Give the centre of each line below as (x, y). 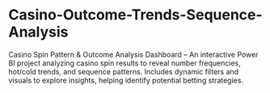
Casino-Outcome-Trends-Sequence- (135, 15)
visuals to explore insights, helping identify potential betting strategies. (126, 80)
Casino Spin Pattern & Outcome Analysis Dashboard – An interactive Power (133, 54)
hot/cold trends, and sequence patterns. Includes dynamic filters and (124, 71)
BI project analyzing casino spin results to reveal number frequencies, (124, 63)
